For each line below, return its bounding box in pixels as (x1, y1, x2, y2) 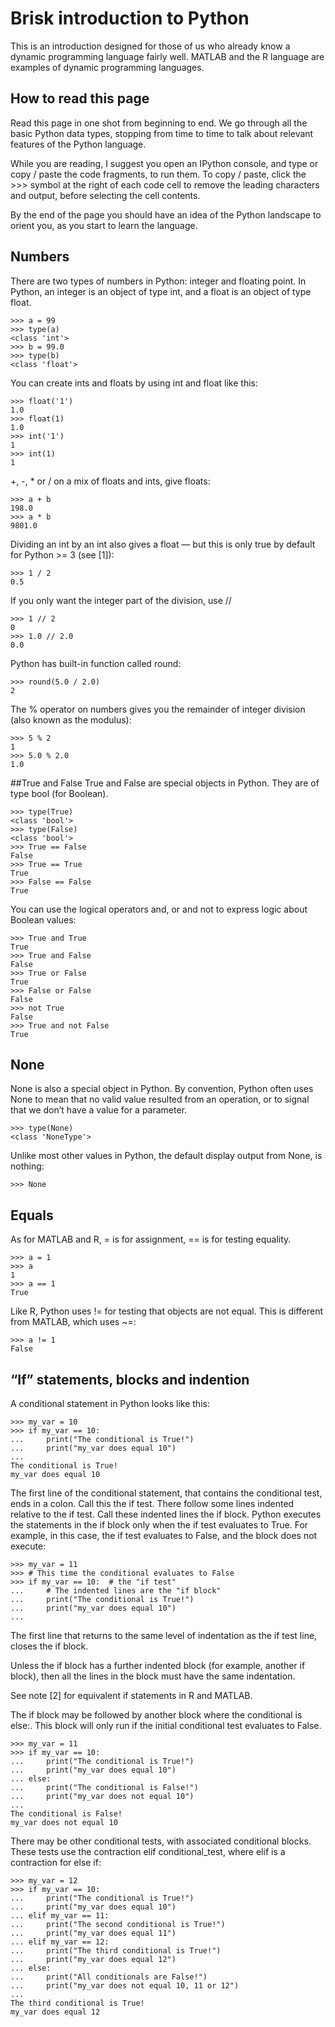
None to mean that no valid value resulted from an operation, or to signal (10, 1093, 310, 1106)
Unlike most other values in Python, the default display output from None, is (10, 1150, 323, 1162)
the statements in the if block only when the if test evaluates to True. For (10, 1519, 309, 1531)
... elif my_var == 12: (10, 1937, 110, 1947)
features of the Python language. (10, 138, 147, 150)
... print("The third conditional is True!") (10, 1946, 222, 1956)
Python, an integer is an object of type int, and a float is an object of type (10, 285, 312, 297)
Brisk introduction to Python (10, 7, 250, 30)
